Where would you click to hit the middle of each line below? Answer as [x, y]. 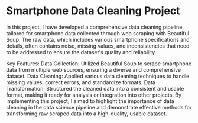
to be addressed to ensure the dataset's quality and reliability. [81, 52]
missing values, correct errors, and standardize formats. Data [81, 82]
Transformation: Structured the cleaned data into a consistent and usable [95, 88]
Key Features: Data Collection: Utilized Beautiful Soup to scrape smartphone [99, 64]
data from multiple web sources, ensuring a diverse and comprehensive [94, 69]
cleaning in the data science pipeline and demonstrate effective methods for [99, 107]
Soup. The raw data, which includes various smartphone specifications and [98, 39]
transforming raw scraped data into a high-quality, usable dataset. [87, 114]
